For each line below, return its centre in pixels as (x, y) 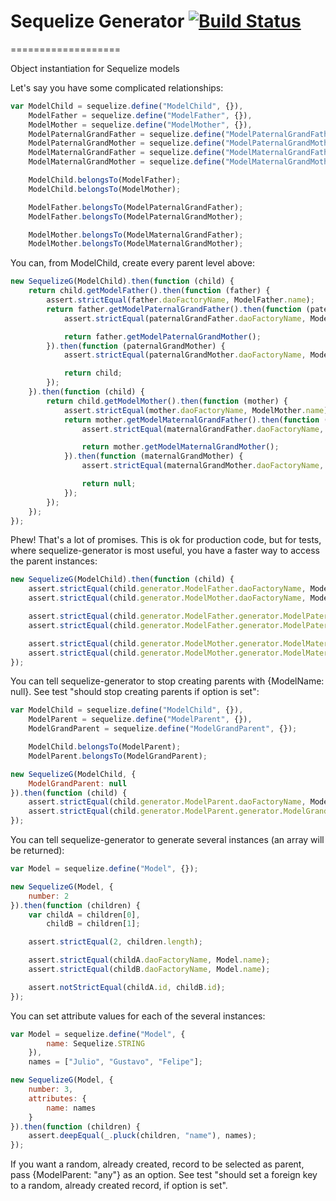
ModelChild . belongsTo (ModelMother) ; (105, 189)
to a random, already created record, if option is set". (119, 1186)
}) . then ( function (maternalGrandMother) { (153, 456)
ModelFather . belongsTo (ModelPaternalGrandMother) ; (136, 216)
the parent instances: (54, 561)
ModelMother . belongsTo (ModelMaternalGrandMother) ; (136, 244)
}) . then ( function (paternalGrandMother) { (136, 346)
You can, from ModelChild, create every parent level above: (133, 263)
